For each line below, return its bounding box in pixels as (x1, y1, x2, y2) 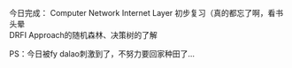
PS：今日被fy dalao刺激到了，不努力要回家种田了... (9, 49, 196, 59)
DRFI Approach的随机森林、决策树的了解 (9, 30, 158, 40)
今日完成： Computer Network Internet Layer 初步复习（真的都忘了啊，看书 (9, 8, 284, 18)
